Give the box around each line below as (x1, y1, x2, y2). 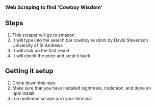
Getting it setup (5, 67, 54, 75)
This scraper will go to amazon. (12, 32, 76, 38)
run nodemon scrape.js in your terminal (12, 95, 92, 101)
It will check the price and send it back (12, 53, 91, 59)
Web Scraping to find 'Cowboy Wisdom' (5, 4, 103, 11)
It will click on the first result (12, 47, 70, 53)
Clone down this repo (12, 80, 56, 85)
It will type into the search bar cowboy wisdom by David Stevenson (12, 37, 148, 43)
